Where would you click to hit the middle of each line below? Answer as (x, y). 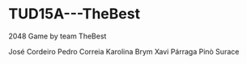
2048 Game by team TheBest (57, 36)
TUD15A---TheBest (74, 14)
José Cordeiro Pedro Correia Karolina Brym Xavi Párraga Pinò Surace (124, 51)
